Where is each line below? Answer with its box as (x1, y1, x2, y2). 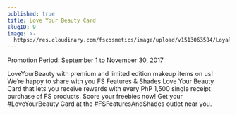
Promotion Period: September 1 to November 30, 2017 (7, 56, 164, 64)
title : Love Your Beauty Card (7, 17, 97, 24)
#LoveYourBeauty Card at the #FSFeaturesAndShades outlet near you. (7, 99, 212, 108)
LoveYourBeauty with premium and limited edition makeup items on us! (7, 70, 214, 78)
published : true (7, 10, 55, 18)
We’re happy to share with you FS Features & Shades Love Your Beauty (7, 77, 214, 85)
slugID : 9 (7, 23, 37, 30)
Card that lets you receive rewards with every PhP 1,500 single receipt (7, 85, 212, 93)
